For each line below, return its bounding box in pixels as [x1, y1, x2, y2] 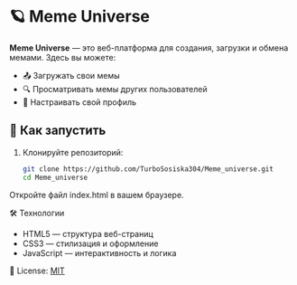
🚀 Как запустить [9, 123, 107, 138]
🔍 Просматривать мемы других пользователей [22, 83, 208, 94]
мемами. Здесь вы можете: [9, 52, 116, 62]
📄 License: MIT [9, 265, 65, 276]
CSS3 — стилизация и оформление [22, 238, 159, 249]
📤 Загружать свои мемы [22, 70, 120, 81]
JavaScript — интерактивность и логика [22, 247, 177, 258]
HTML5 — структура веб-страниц [22, 228, 153, 239]
